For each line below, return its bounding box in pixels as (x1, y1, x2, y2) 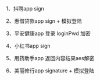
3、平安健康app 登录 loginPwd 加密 (6, 30, 91, 37)
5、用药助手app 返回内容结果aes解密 (6, 55, 95, 61)
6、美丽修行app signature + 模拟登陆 (6, 67, 95, 74)
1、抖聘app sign (6, 5, 45, 12)
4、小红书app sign (6, 43, 51, 49)
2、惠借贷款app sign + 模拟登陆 (6, 18, 83, 25)
